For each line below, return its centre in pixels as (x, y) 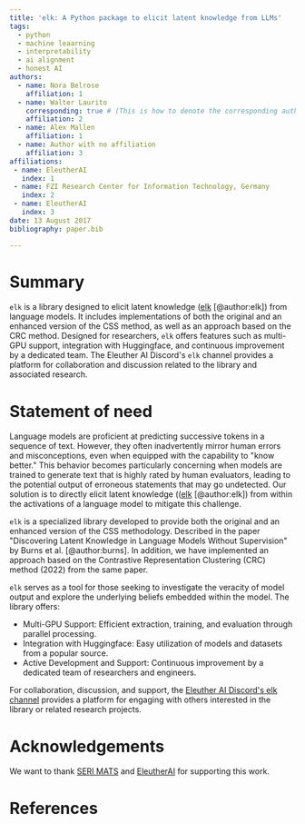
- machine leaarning (56, 43)
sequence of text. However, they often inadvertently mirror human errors (145, 446)
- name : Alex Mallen (56, 128)
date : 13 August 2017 (50, 220)
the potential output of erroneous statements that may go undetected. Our (148, 485)
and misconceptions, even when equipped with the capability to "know (142, 456)
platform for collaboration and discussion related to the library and (133, 365)
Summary (47, 282)
